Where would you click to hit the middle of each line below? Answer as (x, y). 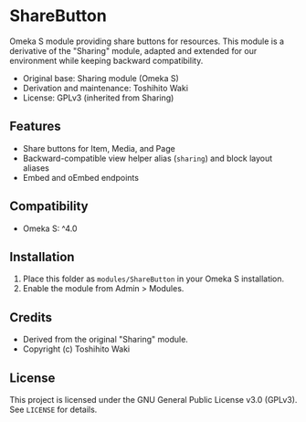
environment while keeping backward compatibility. (106, 60)
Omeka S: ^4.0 (50, 228)
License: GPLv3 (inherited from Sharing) (98, 98)
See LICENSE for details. (53, 409)
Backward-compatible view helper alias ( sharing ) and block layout (148, 158)
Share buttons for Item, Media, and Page (99, 148)
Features (35, 127)
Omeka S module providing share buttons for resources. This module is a (147, 41)
